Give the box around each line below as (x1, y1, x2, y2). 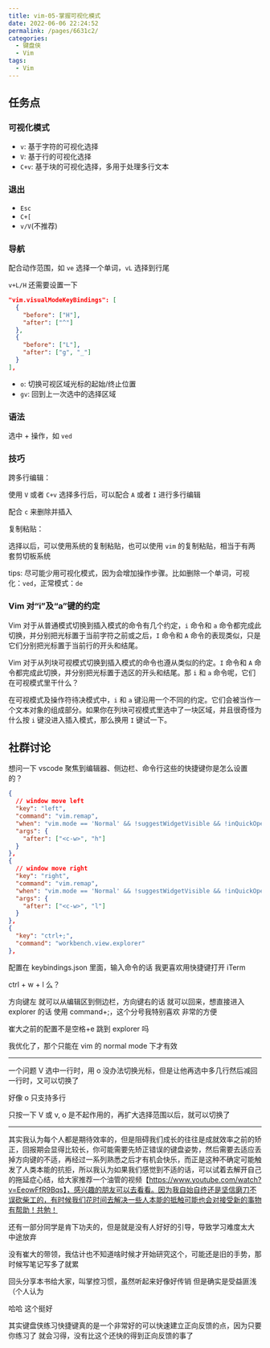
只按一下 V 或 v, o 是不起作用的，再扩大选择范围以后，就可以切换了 (8, 1110, 231, 1119)
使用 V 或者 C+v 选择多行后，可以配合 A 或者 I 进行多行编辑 (8, 490, 201, 500)
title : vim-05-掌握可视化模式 (8, 11, 101, 20)
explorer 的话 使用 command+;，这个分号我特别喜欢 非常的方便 (8, 1007, 218, 1016)
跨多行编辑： (8, 472, 51, 483)
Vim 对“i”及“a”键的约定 (8, 600, 100, 612)
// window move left (15, 798, 84, 806)
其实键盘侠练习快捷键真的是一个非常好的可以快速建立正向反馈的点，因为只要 (8, 1321, 262, 1330)
